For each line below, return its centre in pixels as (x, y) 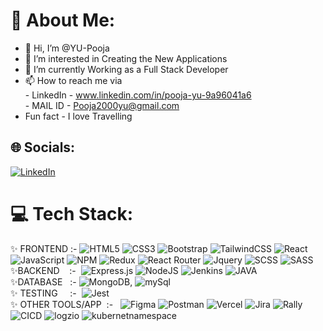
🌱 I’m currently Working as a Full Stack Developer (126, 69)
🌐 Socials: (43, 147)
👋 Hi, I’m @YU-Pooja (67, 48)
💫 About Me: (63, 20)
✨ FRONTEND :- (44, 248)
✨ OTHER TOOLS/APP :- (62, 304)
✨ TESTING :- (43, 293)
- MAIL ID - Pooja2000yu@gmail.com (102, 105)
